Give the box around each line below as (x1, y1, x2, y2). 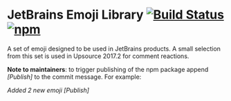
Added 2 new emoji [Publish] (7, 86, 90, 94)
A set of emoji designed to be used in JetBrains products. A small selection (7, 44, 221, 53)
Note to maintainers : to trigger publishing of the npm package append (7, 65, 209, 73)
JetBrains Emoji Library (7, 7, 144, 23)
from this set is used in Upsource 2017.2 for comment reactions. (7, 52, 190, 60)
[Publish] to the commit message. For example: (7, 73, 142, 81)
